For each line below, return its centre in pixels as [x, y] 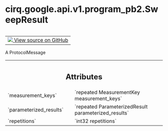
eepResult [27, 20]
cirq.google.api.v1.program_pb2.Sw [82, 9]
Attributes [84, 76]
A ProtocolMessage [25, 52]
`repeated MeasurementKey [107, 92]
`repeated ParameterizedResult [111, 107]
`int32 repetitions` [95, 121]
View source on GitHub [41, 40]
